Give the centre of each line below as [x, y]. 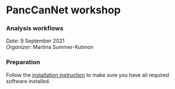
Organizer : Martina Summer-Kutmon [50, 47]
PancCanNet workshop [63, 10]
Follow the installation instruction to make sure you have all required [87, 75]
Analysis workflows [35, 29]
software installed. [28, 81]
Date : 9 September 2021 [35, 41]
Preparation [23, 62]
